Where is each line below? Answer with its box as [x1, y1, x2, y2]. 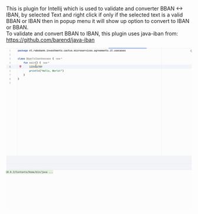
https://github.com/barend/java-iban [6, 37, 95, 43]
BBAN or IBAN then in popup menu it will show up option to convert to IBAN [6, 18, 190, 24]
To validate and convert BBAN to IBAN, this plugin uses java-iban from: [6, 30, 179, 37]
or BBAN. [6, 24, 29, 31]
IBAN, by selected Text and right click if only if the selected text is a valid [6, 11, 183, 18]
